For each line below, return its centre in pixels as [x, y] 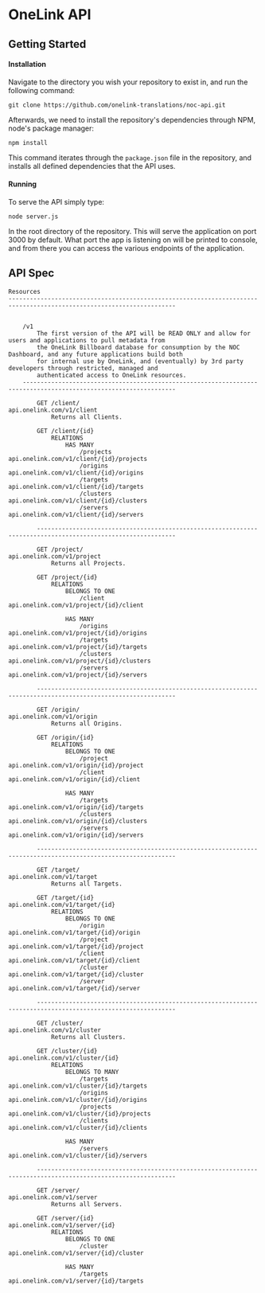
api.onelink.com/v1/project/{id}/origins [78, 633]
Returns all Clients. [87, 417]
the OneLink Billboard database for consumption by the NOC [138, 347]
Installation [27, 64]
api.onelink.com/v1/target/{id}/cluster [76, 974]
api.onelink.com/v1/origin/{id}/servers [76, 835]
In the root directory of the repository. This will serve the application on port [132, 231]
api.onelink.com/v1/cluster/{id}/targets [78, 1086]
